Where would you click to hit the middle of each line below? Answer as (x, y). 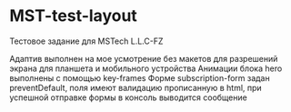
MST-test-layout (74, 16)
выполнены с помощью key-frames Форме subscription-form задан (140, 77)
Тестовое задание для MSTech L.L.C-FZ (86, 41)
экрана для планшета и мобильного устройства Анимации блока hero (146, 68)
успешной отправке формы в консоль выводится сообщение (128, 97)
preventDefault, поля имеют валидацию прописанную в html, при (135, 87)
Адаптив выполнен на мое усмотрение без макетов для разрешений (144, 58)
